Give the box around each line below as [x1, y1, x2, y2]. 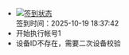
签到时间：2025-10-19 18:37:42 [15, 18, 119, 28]
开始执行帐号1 [15, 29, 61, 37]
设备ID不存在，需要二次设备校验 [15, 38, 121, 48]
